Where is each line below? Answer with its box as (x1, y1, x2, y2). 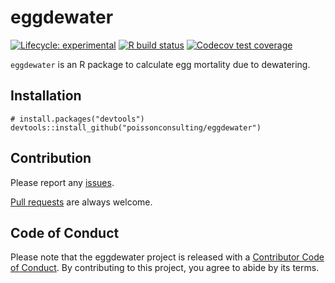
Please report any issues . (10, 176, 115, 188)
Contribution (10, 150, 92, 167)
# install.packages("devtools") (10, 114, 145, 124)
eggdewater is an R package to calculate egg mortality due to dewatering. (10, 58, 311, 70)
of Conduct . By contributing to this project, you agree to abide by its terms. (10, 262, 320, 274)
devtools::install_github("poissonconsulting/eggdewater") (10, 122, 262, 133)
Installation (10, 87, 82, 105)
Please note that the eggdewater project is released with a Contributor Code (10, 251, 325, 263)
